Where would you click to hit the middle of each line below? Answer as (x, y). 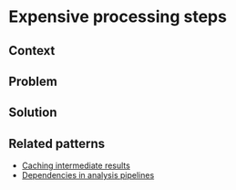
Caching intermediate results (76, 165)
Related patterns (57, 143)
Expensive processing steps (118, 17)
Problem (33, 81)
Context (32, 51)
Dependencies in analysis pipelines (88, 175)
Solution (33, 113)
